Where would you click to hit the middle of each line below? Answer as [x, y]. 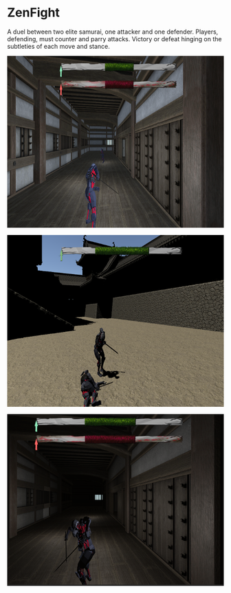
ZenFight [34, 13]
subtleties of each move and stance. [58, 46]
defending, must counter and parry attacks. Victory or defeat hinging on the [114, 38]
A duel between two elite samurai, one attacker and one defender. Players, [113, 32]
